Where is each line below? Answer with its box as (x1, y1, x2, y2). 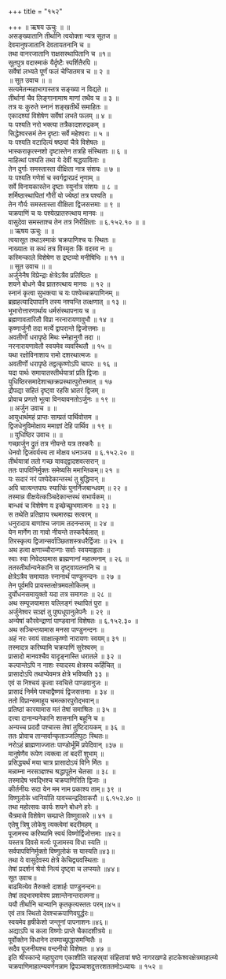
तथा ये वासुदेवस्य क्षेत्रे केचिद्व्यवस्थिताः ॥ (8, 855, 106, 865)
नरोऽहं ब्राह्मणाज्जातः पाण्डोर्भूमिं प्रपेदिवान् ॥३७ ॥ (8, 740, 123, 749)
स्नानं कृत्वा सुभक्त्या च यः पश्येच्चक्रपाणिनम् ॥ (8, 288, 119, 298)
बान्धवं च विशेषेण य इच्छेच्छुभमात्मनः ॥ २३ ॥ (8, 501, 116, 510)
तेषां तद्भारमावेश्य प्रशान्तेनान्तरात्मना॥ (8, 891, 100, 900)
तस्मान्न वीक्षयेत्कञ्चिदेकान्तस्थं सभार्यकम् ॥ (8, 492, 111, 501)
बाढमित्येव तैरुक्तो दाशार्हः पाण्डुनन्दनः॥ (8, 882, 100, 891)
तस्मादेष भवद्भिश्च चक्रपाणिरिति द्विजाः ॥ (8, 776, 107, 784)
